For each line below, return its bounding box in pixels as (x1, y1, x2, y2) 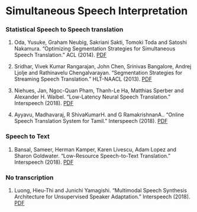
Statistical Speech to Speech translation (5, 26, 124, 34)
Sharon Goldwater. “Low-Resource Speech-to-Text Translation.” (14, 152, 171, 159)
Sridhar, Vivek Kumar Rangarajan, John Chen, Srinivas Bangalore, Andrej (14, 63, 192, 70)
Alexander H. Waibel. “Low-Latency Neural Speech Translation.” (14, 93, 171, 100)
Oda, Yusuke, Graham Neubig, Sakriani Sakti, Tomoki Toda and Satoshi (14, 39, 188, 46)
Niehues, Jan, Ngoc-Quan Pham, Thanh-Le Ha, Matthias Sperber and (14, 87, 184, 94)
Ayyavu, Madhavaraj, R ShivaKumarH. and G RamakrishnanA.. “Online (14, 111, 185, 118)
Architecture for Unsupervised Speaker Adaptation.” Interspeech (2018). (14, 193, 190, 200)
